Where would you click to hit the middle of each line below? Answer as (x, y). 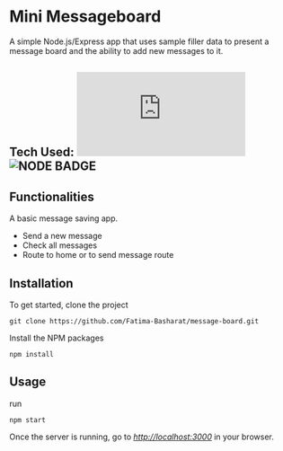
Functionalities (52, 196)
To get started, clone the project (69, 305)
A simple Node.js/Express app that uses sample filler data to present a (139, 41)
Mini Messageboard (85, 17)
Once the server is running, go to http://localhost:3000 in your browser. (141, 437)
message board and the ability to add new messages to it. (116, 50)
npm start (28, 420)
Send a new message (62, 236)
